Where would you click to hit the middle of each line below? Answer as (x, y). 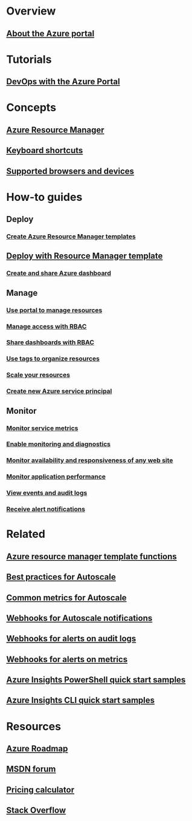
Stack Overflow (36, 810)
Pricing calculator (40, 790)
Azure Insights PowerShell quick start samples (96, 680)
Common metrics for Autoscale (66, 597)
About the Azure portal (50, 34)
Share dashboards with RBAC (50, 342)
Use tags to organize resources (53, 359)
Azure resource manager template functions (91, 556)
